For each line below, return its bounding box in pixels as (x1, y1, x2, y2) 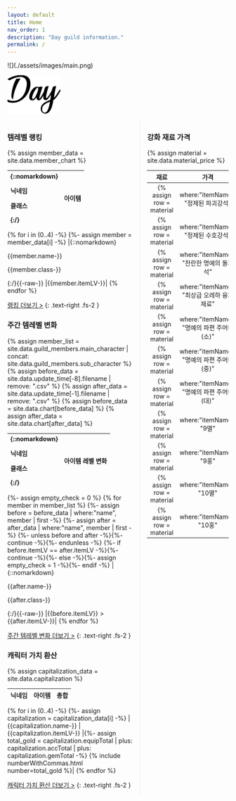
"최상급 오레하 (181, 291, 221, 299)
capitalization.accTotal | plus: (7, 744, 91, 752)
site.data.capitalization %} (7, 674, 83, 683)
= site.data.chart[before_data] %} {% (7, 404, 114, 412)
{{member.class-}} (7, 265, 62, 274)
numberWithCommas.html (7, 759, 83, 767)
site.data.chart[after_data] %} (7, 419, 93, 427)
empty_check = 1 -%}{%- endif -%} (7, 560, 110, 569)
